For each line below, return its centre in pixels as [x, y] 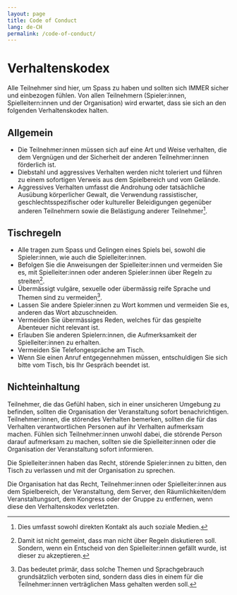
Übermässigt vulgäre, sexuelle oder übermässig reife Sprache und [114, 289]
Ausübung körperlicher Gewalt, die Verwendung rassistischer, [108, 194]
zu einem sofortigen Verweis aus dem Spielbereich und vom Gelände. [119, 180]
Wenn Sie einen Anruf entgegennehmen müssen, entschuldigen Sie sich [122, 357]
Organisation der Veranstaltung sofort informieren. [80, 449]
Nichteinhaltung [44, 387]
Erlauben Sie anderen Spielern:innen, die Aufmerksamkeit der [107, 335]
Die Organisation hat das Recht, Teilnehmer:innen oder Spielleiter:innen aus [117, 483]
